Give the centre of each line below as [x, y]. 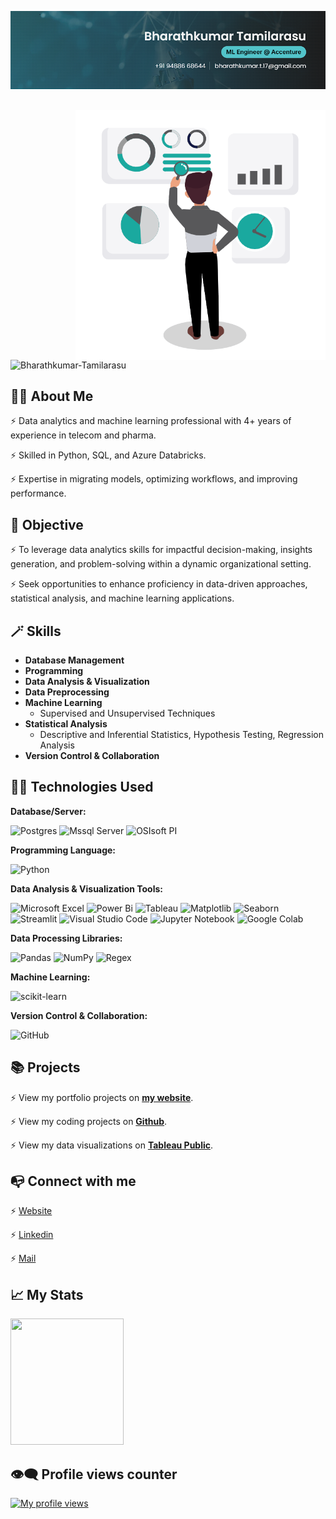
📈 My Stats [47, 1294]
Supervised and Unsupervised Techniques [127, 713]
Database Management [74, 660]
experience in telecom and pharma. [83, 435]
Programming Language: [63, 850]
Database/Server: [48, 811]
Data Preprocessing [67, 692]
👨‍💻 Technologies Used [82, 787]
